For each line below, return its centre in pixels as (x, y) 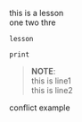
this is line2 (52, 90)
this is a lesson (37, 13)
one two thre (33, 22)
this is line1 (51, 81)
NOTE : (43, 71)
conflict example (40, 108)
